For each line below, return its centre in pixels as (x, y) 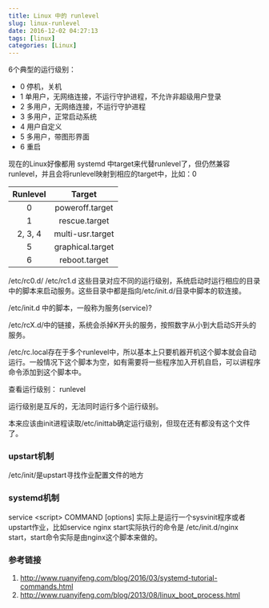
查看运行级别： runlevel (47, 390)
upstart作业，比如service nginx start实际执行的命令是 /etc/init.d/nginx (123, 527)
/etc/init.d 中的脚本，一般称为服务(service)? (80, 308)
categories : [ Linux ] (43, 46)
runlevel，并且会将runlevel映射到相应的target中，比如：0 (103, 174)
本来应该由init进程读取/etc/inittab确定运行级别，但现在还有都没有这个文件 (129, 423)
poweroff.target (84, 208)
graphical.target (84, 247)
